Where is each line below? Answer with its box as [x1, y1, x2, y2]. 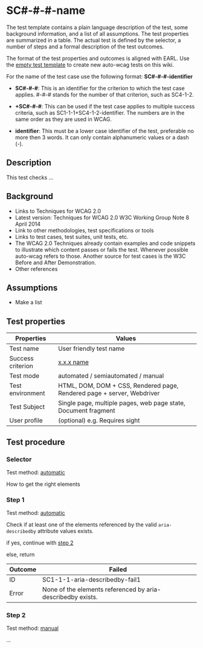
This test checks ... [6, 174, 54, 181]
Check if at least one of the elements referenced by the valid [6, 521, 157, 528]
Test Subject [9, 403, 45, 411]
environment [9, 389, 45, 398]
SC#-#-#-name [6, 4, 86, 18]
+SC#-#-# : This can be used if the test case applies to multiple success [14, 102, 195, 110]
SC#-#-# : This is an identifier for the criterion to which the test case [14, 84, 185, 91]
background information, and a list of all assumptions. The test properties [6, 30, 189, 37]
